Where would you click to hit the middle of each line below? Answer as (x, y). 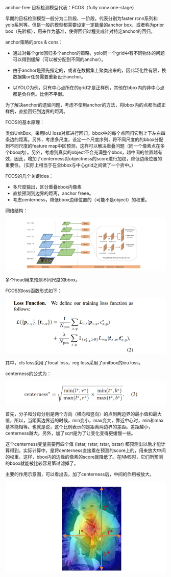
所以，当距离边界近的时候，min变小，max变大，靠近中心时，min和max (89, 420)
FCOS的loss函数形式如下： (34, 291)
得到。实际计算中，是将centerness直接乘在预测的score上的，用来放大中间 (88, 450)
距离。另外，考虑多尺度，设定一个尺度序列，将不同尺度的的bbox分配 (91, 139)
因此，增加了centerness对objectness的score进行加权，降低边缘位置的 (88, 159)
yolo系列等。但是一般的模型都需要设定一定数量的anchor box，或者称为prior (85, 25)
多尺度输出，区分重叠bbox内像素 (47, 187)
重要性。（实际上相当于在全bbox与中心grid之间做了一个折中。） (71, 165)
